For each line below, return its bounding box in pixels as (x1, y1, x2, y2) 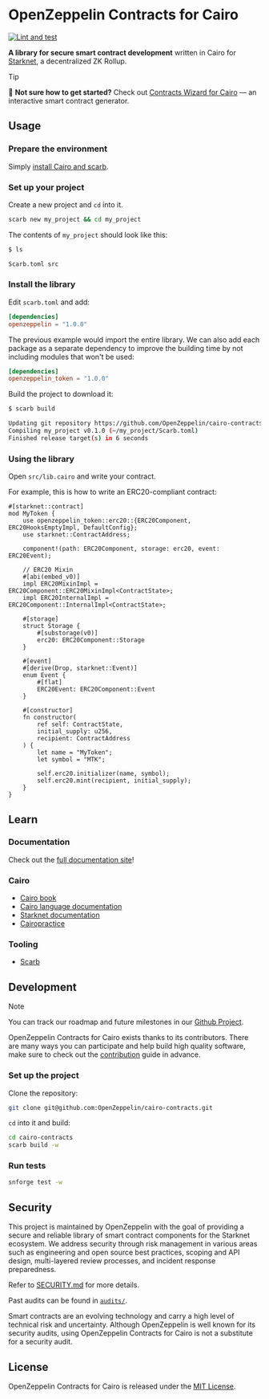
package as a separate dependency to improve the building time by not (8, 343, 243, 353)
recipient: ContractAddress (37, 735, 130, 743)
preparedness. (8, 1265, 57, 1275)
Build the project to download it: (8, 390, 114, 399)
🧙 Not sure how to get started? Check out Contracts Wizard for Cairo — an (8, 87, 257, 97)
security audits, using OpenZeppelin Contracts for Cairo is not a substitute (8, 1328, 254, 1338)
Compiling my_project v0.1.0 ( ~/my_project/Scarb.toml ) (8, 427, 199, 435)
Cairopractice (19, 919, 66, 928)
